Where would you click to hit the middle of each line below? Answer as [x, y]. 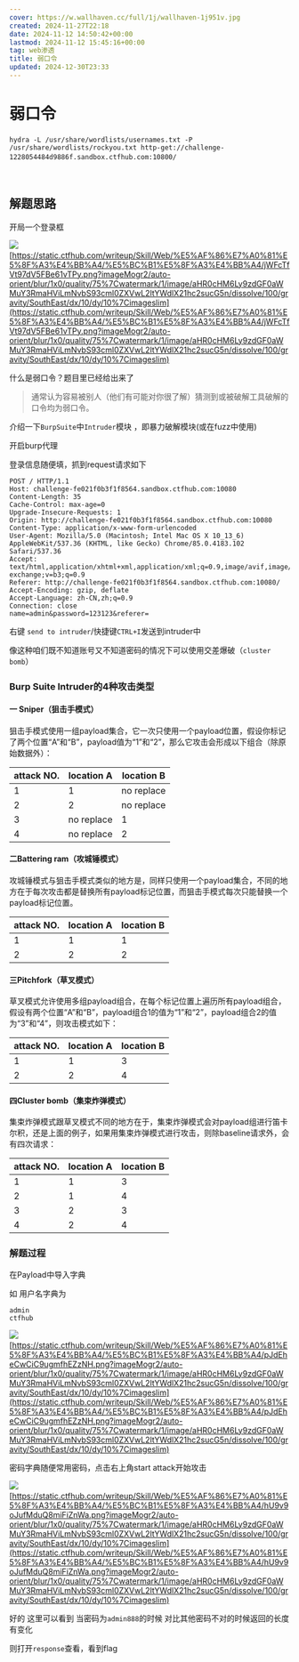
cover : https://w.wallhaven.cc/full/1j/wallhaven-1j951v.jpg [125, 17]
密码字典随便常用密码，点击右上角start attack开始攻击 [108, 1467]
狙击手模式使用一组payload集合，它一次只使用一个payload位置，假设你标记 [148, 730]
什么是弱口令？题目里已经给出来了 [72, 377]
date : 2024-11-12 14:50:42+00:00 [71, 34]
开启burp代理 [33, 445]
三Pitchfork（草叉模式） [54, 980]
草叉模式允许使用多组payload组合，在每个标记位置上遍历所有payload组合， [148, 1001]
